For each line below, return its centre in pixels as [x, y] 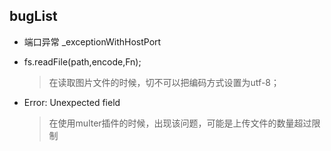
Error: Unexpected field [72, 102]
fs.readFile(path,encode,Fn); [82, 61]
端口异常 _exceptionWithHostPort [92, 41]
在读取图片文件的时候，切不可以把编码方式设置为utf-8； [164, 82]
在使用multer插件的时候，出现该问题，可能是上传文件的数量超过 [180, 123]
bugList [33, 16]
